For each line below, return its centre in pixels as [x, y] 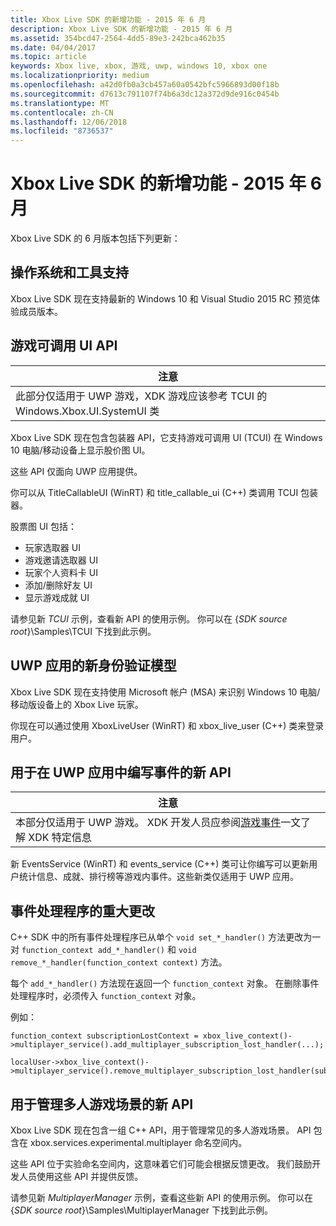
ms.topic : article [48, 57]
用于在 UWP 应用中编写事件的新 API [121, 772]
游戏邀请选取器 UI [61, 560]
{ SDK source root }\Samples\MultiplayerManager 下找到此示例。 [141, 1210]
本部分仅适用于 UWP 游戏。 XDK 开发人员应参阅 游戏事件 [148, 823]
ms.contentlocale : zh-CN [62, 112]
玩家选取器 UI [52, 547]
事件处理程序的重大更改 [82, 911]
